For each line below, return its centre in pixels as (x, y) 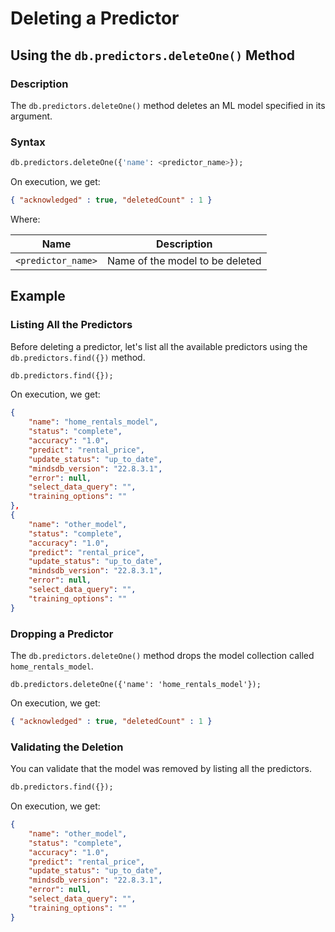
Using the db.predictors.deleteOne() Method (152, 55)
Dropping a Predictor (62, 634)
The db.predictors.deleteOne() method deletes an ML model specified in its (168, 105)
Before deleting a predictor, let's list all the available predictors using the (159, 346)
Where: (25, 219)
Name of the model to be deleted (184, 260)
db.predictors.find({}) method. (78, 357)
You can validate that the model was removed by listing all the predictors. (161, 769)
